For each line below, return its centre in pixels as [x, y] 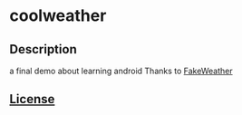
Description [43, 49]
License [32, 99]
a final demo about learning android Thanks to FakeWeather [121, 71]
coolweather [58, 16]
